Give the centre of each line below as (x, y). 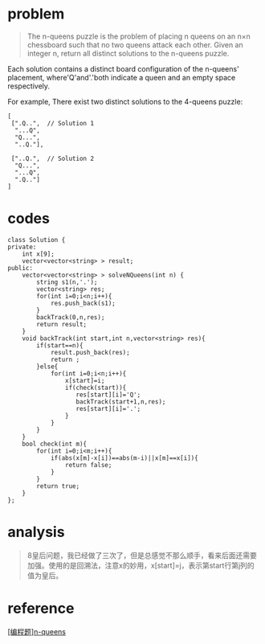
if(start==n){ (60, 345)
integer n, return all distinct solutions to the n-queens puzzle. (128, 53)
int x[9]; (39, 254)
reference (41, 609)
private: (22, 247)
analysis (36, 532)
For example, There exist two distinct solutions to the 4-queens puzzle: (125, 101)
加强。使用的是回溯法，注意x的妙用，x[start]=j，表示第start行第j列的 (141, 565)
